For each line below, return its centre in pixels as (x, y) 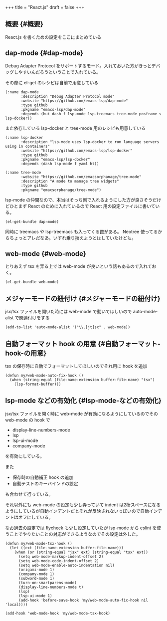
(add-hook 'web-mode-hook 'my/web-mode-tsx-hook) (58, 613)
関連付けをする (34, 318)
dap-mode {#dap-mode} (44, 53)
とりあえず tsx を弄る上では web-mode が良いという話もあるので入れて (79, 266)
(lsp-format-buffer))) (38, 384)
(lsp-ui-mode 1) (35, 596)
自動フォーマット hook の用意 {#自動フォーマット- (83, 344)
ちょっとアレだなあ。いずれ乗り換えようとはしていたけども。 (73, 238)
